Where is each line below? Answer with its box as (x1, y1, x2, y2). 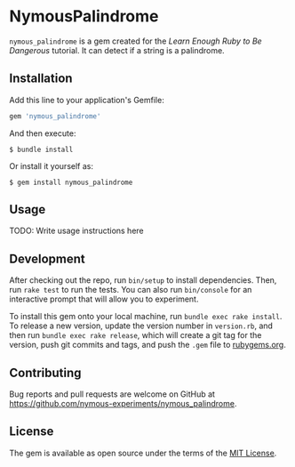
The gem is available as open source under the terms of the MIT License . (9, 447, 277, 458)
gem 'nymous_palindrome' (9, 111, 101, 121)
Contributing (9, 365, 82, 380)
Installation (9, 71, 73, 86)
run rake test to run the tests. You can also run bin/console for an (9, 285, 252, 295)
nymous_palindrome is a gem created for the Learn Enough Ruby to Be (9, 36, 262, 46)
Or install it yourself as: (9, 160, 93, 171)
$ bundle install (9, 145, 74, 154)
